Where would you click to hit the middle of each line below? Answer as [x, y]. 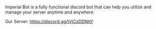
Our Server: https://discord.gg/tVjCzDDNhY [49, 22]
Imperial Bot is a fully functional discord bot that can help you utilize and [78, 7]
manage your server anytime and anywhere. [50, 12]
